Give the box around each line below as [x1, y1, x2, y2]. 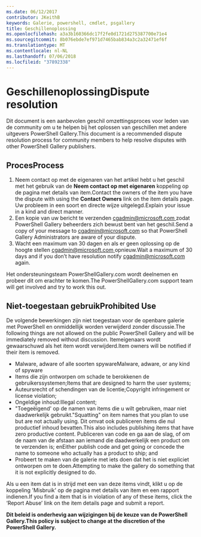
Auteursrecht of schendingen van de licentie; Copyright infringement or [14, 386, 190, 393]
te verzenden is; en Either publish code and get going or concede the [14, 443, 184, 451]
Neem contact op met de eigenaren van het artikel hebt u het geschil [14, 176, 184, 184]
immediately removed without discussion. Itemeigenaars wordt [6, 336, 161, 343]
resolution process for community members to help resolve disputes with [6, 136, 187, 144]
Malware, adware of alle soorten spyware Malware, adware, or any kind [14, 361, 190, 368]
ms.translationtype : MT [6, 43, 66, 49]
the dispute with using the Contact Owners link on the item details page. [14, 196, 194, 203]
